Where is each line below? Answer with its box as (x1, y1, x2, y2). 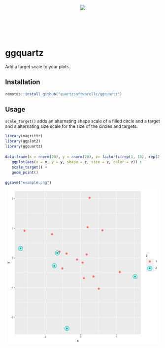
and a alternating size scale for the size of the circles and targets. (5, 123, 138, 129)
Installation (5, 78, 40, 87)
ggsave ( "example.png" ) (5, 180, 52, 185)
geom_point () (11, 170, 38, 175)
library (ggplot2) (5, 139, 41, 144)
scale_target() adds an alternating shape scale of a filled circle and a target (5, 118, 160, 124)
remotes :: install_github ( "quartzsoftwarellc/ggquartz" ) (5, 91, 122, 96)
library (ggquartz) (5, 144, 43, 149)
